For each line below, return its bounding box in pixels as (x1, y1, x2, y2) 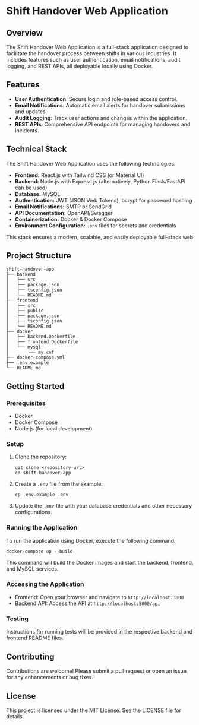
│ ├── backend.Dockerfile (6, 334, 76, 340)
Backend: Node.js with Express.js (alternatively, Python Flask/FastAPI (14, 178, 186, 185)
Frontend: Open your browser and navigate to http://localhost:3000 (14, 594, 184, 601)
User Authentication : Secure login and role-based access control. (14, 95, 178, 102)
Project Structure (6, 251, 71, 261)
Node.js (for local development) (14, 425, 93, 432)
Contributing (6, 651, 55, 661)
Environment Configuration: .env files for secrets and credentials (14, 221, 176, 229)
